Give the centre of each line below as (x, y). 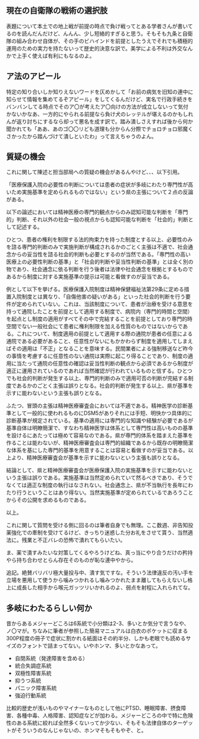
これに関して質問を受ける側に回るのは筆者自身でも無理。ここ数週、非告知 (97, 525)
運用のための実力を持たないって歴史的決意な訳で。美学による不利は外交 (94, 48)
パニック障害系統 (36, 688)
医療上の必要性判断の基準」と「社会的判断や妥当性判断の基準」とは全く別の (100, 262)
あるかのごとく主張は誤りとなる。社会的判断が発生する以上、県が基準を (105, 386)
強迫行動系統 (30, 696)
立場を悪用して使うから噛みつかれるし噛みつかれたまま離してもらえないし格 (99, 580)
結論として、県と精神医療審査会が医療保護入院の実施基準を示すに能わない (97, 470)
